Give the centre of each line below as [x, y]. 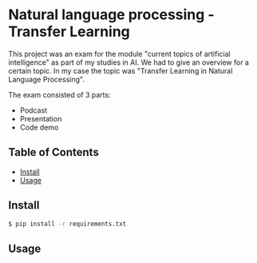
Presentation [41, 118]
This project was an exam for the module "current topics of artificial [119, 54]
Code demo [39, 127]
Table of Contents [54, 152]
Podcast [34, 110]
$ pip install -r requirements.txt [67, 224]
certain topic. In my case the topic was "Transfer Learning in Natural [121, 70]
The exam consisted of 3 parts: [59, 94]
